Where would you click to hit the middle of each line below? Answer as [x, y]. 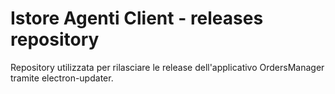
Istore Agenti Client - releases [137, 18]
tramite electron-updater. [62, 78]
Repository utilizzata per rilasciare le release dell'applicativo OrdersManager [167, 67]
